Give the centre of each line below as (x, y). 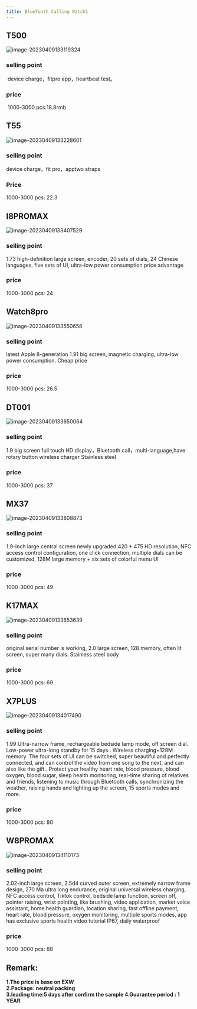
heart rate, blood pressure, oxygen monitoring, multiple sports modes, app (97, 914)
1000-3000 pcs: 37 (29, 485)
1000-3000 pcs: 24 (29, 293)
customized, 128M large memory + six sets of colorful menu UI (83, 559)
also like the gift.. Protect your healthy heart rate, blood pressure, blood (93, 769)
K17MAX (22, 606)
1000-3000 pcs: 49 (30, 587)
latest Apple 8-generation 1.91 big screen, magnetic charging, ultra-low (92, 354)
